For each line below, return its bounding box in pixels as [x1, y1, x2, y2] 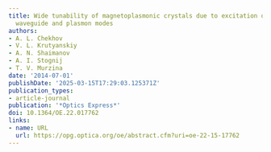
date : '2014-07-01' [8, 72, 74, 80]
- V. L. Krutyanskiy [8, 42, 78, 50]
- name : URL [8, 124, 48, 132]
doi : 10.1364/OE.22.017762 [8, 109, 99, 117]
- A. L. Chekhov [8, 34, 63, 43]
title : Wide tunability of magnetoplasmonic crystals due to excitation [8, 11, 258, 20]
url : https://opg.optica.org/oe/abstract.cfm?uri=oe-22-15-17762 [15, 131, 240, 139]
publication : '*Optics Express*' [8, 101, 121, 109]
